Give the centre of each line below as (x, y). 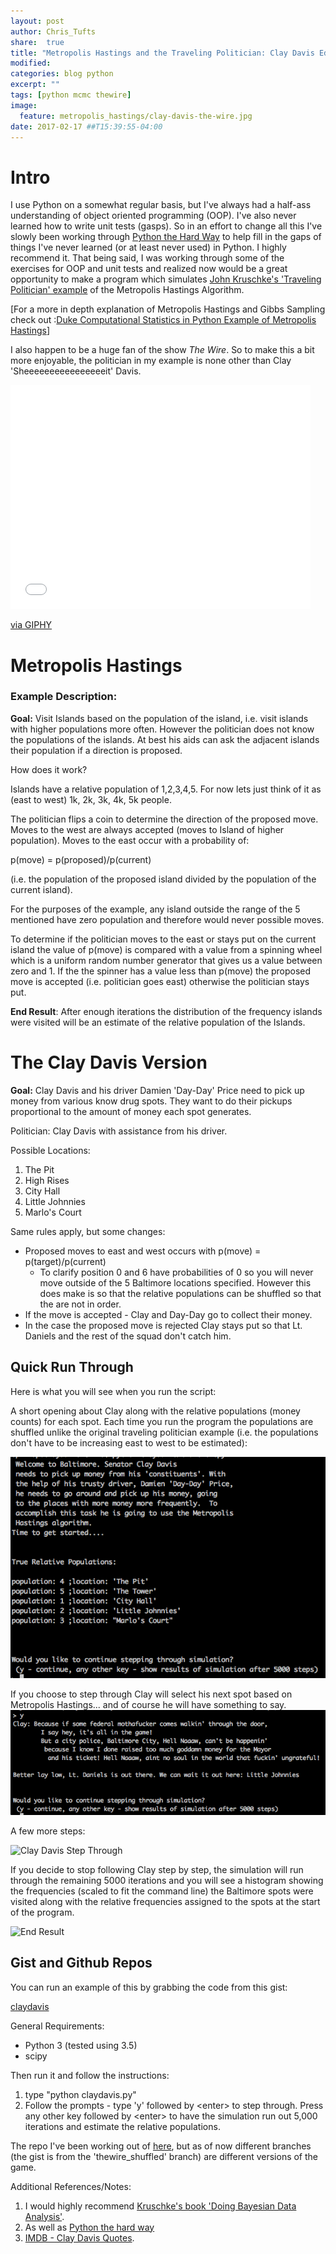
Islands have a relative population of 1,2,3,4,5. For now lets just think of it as (166, 789)
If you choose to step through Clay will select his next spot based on (151, 1694)
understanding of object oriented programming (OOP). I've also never (153, 216)
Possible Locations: (50, 1150)
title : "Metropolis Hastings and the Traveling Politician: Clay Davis (162, 53)
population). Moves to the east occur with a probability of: (130, 840)
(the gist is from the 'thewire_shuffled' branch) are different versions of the (164, 2156)
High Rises (47, 1180)
